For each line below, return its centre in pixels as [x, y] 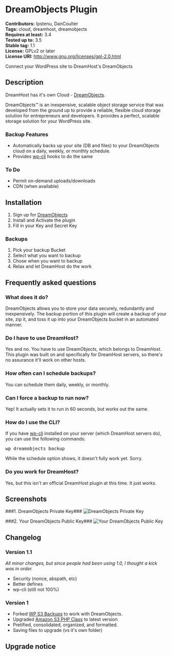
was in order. [19, 569]
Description [24, 82]
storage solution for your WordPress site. [49, 121]
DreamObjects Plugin [51, 9]
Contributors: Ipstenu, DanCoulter [42, 24]
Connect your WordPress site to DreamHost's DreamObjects [69, 66]
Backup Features [27, 134]
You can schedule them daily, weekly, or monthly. [58, 384]
